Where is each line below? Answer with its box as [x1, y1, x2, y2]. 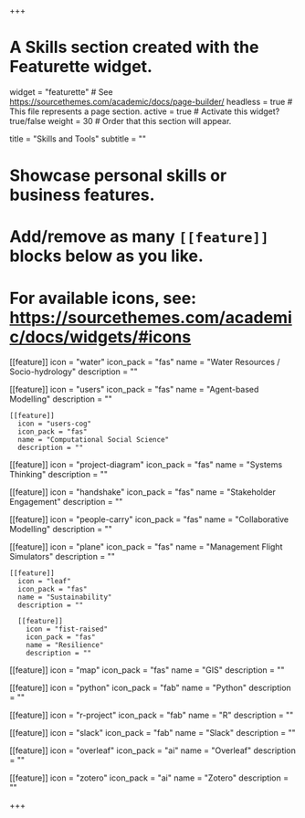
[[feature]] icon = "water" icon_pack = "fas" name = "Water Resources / [9, 357, 280, 368]
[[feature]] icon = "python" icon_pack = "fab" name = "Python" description [9, 682, 292, 694]
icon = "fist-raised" [26, 624, 108, 634]
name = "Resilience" [26, 641, 104, 650]
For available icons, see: [9, 288, 197, 309]
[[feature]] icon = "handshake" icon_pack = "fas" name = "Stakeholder [9, 487, 277, 498]
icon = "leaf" [17, 577, 71, 586]
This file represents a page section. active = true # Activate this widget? [9, 106, 280, 117]
